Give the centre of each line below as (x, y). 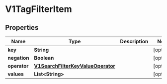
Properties (22, 28)
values (16, 74)
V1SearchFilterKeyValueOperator (75, 66)
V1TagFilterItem (39, 9)
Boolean (44, 58)
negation (18, 58)
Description (134, 42)
